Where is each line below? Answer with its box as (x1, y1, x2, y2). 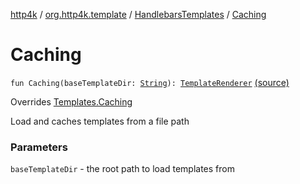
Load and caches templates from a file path (10, 115, 190, 127)
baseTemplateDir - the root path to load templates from (10, 163, 235, 175)
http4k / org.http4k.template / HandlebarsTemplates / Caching (10, 9, 267, 20)
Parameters (10, 140, 68, 154)
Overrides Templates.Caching (10, 95, 133, 108)
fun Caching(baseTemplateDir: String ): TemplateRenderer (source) (10, 76, 290, 88)
